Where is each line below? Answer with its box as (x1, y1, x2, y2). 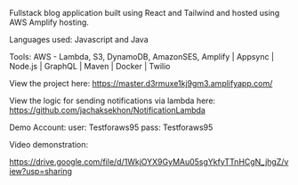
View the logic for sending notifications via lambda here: (9, 95, 216, 106)
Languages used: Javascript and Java (9, 35, 149, 44)
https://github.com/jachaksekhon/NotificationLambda (9, 105, 206, 115)
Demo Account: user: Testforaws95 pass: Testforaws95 (9, 122, 213, 133)
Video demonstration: (9, 140, 89, 149)
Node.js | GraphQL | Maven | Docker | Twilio (9, 61, 171, 71)
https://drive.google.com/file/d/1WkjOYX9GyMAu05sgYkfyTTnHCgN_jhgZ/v (9, 157, 289, 167)
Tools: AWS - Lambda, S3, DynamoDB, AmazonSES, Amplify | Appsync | (9, 52, 274, 61)
